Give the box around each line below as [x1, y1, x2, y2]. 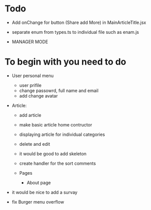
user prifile [19, 82, 42, 88]
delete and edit [19, 141, 50, 147]
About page [26, 180, 51, 186]
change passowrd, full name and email [19, 88, 99, 94]
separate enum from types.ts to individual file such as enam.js [11, 29, 140, 35]
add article [19, 112, 42, 118]
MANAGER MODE [11, 38, 48, 45]
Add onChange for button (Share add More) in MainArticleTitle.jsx [11, 19, 147, 25]
